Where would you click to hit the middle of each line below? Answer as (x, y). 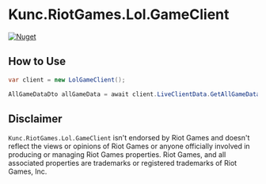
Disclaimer (35, 119)
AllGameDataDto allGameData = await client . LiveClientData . (110, 94)
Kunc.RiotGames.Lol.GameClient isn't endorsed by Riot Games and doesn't (129, 138)
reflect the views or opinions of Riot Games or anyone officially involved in (129, 146)
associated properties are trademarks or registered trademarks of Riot (123, 163)
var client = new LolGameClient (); (67, 80)
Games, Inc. (28, 171)
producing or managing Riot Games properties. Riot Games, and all (117, 155)
